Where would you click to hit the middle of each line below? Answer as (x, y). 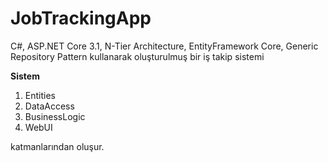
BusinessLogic (55, 116)
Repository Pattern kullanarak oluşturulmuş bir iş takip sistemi (137, 56)
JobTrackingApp (81, 18)
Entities (40, 95)
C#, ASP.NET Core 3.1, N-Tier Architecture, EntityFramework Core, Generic (164, 46)
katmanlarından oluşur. (57, 146)
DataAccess (49, 106)
